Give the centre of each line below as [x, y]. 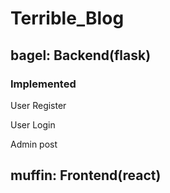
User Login [33, 124]
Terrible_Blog [67, 18]
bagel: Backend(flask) [81, 55]
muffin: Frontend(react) [86, 175]
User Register [38, 105]
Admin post [34, 144]
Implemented [43, 84]
